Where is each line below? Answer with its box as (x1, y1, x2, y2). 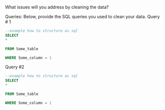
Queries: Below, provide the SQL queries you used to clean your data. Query (5, 14, 160, 19)
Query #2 (5, 64, 25, 70)
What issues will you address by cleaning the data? (5, 4, 109, 10)
